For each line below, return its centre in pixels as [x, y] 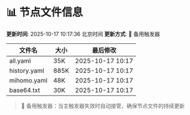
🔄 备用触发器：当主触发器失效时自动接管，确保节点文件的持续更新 [103, 105]
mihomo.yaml [28, 80]
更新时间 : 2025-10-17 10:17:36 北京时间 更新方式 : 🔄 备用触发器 [83, 34]
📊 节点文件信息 [45, 12]
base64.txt [25, 90]
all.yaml [20, 61]
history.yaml [27, 70]
